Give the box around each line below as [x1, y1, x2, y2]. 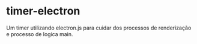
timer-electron [6, 4, 80, 18]
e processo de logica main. [6, 30, 73, 37]
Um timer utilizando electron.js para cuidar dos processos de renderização [6, 24, 192, 31]
